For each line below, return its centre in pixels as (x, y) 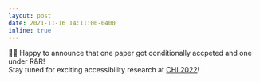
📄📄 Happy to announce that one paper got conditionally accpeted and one (130, 53)
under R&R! (27, 61)
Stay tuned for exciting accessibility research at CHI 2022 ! (104, 70)
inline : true (30, 30)
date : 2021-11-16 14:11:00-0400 (62, 23)
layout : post (30, 16)
